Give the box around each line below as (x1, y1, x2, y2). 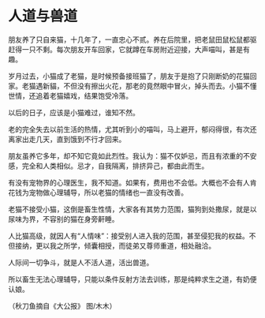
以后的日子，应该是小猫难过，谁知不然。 (8, 107, 140, 117)
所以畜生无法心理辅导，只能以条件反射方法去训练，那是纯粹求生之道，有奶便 (8, 274, 257, 284)
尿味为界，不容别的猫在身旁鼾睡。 (8, 214, 119, 223)
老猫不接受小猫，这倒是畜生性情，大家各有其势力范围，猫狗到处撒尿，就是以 (8, 204, 257, 214)
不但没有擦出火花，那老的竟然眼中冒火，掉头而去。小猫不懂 (62, 80, 257, 91)
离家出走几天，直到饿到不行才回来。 (8, 134, 126, 144)
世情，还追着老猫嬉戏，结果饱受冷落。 (8, 91, 132, 100)
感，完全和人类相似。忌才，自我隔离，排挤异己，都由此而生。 (8, 161, 209, 170)
